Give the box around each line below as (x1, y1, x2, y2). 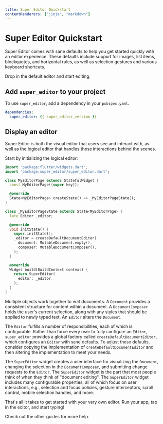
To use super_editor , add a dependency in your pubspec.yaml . (5, 101, 129, 106)
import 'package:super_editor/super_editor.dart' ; (5, 169, 110, 174)
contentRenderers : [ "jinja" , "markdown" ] (5, 12, 91, 17)
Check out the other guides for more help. (5, 413, 89, 419)
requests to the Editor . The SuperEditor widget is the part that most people (5, 369, 157, 374)
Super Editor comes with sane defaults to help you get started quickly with (5, 49, 155, 54)
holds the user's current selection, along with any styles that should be (5, 309, 147, 315)
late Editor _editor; (9, 213, 54, 219)
